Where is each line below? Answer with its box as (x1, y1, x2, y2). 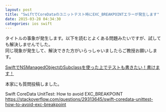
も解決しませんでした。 (5, 42, 53, 48)
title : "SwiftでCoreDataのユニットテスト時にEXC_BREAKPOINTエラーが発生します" (5, 12, 160, 17)
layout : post (5, 7, 32, 12)
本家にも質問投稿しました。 (5, 81, 62, 87)
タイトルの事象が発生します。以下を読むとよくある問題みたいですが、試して (5, 35, 162, 41)
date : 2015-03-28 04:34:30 (5, 16, 61, 21)
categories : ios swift (5, 21, 52, 26)
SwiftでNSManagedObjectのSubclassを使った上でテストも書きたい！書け (5, 64, 156, 70)
